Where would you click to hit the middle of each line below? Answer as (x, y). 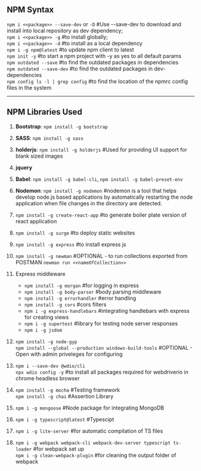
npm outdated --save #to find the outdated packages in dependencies (93, 62)
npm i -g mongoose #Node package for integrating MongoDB (90, 408)
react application (36, 221)
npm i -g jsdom (43, 330)
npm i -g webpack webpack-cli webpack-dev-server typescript (93, 443)
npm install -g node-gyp (46, 342)
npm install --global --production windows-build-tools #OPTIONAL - (104, 347)
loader (24, 449)
